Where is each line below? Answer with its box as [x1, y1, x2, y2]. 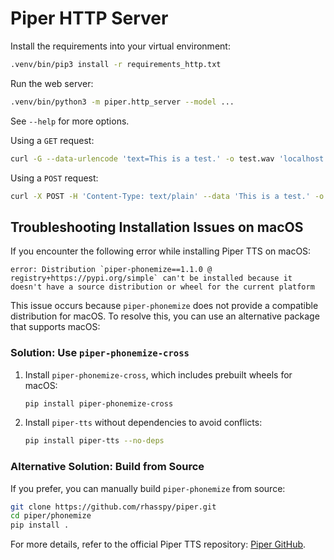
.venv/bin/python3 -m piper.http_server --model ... [10, 97, 235, 107]
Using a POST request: [10, 172, 99, 184]
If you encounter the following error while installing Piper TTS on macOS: [10, 245, 312, 257]
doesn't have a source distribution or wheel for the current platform [10, 282, 315, 292]
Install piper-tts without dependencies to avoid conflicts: [24, 417, 263, 429]
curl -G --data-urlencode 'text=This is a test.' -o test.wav [10, 153, 275, 164]
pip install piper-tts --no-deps [24, 436, 165, 446]
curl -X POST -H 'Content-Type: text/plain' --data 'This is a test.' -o [10, 191, 325, 201]
